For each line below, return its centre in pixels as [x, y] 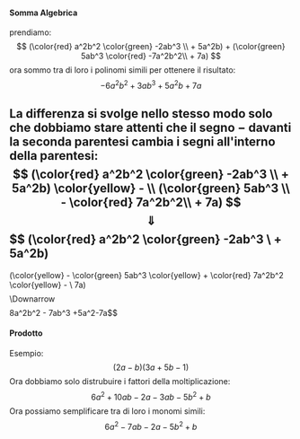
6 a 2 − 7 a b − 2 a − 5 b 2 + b [151, 426]
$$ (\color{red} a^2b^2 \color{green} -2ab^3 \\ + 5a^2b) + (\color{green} [151, 47]
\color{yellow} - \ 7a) [48, 285]
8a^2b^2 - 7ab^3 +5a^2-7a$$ [64, 312]
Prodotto [26, 333]
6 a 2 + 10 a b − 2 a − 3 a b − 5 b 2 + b [151, 396]
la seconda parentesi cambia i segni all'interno [142, 142]
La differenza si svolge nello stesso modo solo [141, 114]
